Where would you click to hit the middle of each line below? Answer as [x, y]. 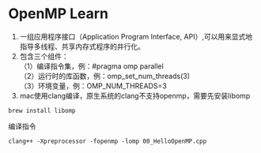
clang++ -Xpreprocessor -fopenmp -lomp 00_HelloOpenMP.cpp [108, 141]
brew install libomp [42, 110]
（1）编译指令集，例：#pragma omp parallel [91, 66]
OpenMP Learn [59, 14]
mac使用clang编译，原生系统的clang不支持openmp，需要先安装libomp [135, 95]
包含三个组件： [44, 56]
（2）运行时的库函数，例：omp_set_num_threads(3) [105, 76]
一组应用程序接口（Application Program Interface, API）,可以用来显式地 [136, 36]
